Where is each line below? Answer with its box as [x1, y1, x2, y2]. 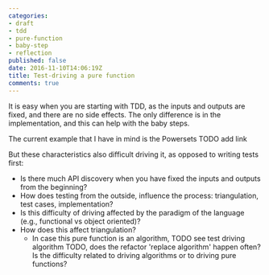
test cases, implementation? [19, 199, 114, 209]
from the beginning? [19, 182, 88, 191]
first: [8, 158, 24, 167]
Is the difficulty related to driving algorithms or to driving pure [31, 250, 237, 260]
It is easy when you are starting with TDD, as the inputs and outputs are [8, 101, 246, 111]
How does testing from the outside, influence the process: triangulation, [19, 191, 259, 200]
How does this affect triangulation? [19, 224, 137, 234]
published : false [8, 57, 67, 65]
